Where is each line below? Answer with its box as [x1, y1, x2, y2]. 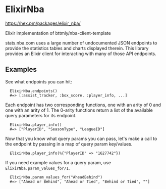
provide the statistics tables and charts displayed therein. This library [5, 45, 149, 51]
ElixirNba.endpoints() [10, 88, 58, 93]
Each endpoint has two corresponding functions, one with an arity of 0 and [5, 102, 161, 108]
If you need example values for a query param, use [5, 159, 111, 165]
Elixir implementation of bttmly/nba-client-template [5, 30, 111, 36]
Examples [5, 65, 37, 74]
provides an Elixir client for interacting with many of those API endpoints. [5, 51, 156, 57]
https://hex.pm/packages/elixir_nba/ [5, 20, 81, 26]
